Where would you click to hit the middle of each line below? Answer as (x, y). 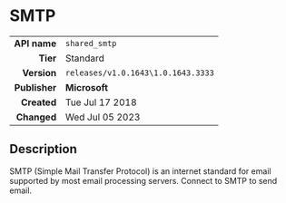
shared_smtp (91, 43)
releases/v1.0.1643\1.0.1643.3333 (140, 72)
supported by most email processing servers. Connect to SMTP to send (143, 180)
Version (39, 72)
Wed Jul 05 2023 (103, 117)
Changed (36, 117)
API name (35, 43)
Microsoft (87, 87)
